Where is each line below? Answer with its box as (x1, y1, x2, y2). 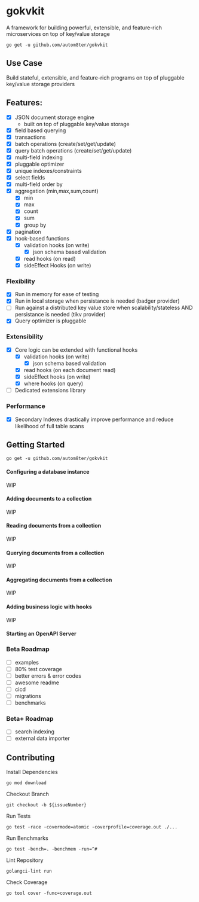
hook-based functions (14, 234, 70, 242)
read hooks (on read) (23, 255, 76, 262)
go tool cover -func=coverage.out (6, 890, 93, 897)
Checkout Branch (6, 791, 50, 798)
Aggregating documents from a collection (6, 576, 112, 583)
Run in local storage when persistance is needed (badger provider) (14, 297, 180, 304)
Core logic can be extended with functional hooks (14, 346, 138, 354)
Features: (6, 97, 43, 108)
